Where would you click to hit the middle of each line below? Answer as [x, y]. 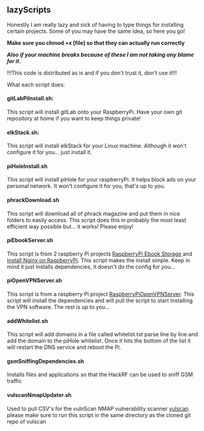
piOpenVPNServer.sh [35, 280]
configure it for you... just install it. [49, 152]
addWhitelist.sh [27, 321]
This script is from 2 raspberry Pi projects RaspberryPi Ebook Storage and [100, 254]
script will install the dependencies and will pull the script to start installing [100, 300]
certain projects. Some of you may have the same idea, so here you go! [96, 31]
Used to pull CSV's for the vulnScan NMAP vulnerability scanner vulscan [98, 409]
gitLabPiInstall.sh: [30, 98]
